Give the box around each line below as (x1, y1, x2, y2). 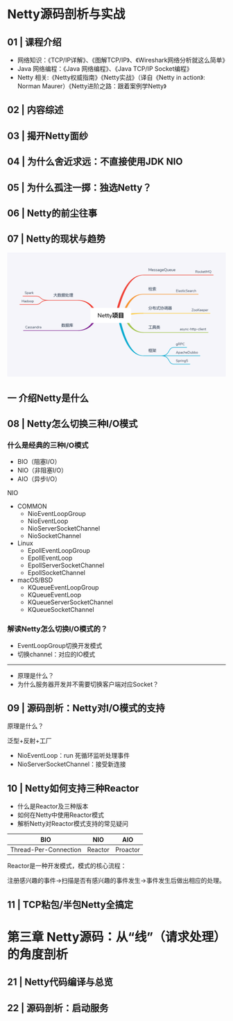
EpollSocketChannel (27, 569, 85, 577)
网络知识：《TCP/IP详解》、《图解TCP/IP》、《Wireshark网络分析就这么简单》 (17, 56, 229, 64)
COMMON (17, 502, 47, 510)
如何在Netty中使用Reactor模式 (17, 811, 104, 820)
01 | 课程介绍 (7, 36, 62, 48)
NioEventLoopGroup (27, 510, 86, 518)
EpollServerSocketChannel (27, 561, 105, 570)
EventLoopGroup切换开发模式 (17, 641, 103, 649)
